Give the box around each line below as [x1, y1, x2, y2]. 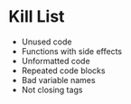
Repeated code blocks [21, 65, 106, 76]
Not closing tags [21, 84, 83, 95]
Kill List [8, 6, 65, 27]
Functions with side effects [21, 45, 123, 56]
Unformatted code [21, 55, 91, 66]
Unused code [21, 36, 72, 47]
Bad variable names [21, 74, 96, 85]
